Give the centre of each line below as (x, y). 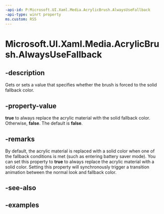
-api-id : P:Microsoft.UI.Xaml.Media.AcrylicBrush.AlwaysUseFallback (78, 10)
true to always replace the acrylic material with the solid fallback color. (78, 118)
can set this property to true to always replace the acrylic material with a (80, 161)
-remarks (20, 139)
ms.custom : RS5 (21, 19)
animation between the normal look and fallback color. (61, 172)
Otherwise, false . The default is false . (44, 123)
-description (25, 73)
